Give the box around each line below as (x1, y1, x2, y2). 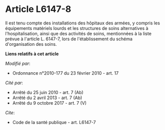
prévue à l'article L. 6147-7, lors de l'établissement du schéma (5, 36, 132, 42)
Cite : (5, 110, 15, 116)
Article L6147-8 (5, 3, 71, 15)
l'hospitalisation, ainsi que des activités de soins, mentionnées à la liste (5, 30, 151, 36)
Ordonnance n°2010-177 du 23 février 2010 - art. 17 (12, 70, 119, 76)
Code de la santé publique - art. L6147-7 (12, 119, 96, 125)
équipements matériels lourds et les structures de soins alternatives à (5, 25, 148, 31)
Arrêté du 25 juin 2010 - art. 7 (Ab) (12, 89, 83, 95)
